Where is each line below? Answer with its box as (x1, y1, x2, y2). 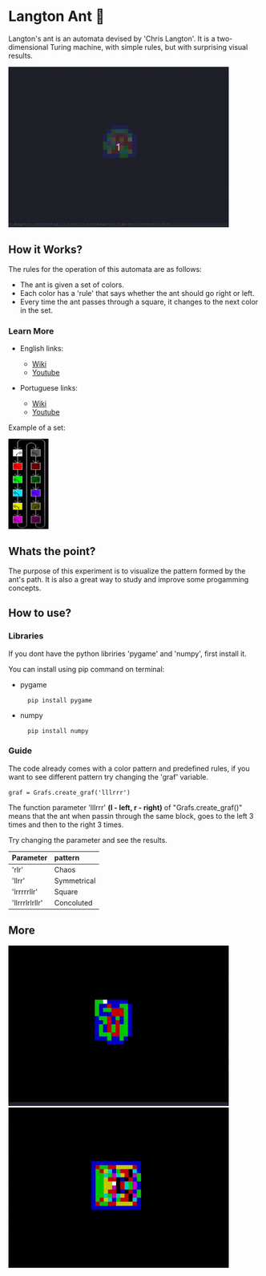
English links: (19, 344, 64, 354)
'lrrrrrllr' (11, 887, 38, 897)
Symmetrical (54, 876, 96, 885)
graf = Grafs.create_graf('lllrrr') (8, 788, 131, 796)
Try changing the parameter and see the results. (8, 835, 168, 845)
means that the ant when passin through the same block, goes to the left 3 (8, 811, 254, 820)
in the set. (19, 305, 54, 315)
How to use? (8, 606, 72, 620)
